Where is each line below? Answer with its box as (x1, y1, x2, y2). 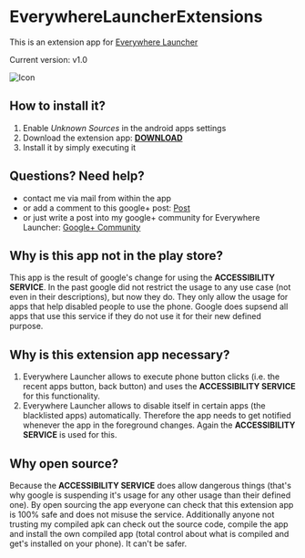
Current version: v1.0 (9, 54, 88, 65)
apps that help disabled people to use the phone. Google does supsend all (9, 301, 289, 312)
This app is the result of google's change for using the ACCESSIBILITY (9, 272, 276, 284)
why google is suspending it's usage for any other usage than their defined (9, 490, 291, 501)
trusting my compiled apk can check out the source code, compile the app (9, 519, 289, 530)
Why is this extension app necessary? (9, 346, 230, 362)
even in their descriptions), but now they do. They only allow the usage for (9, 292, 289, 303)
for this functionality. (22, 390, 100, 402)
